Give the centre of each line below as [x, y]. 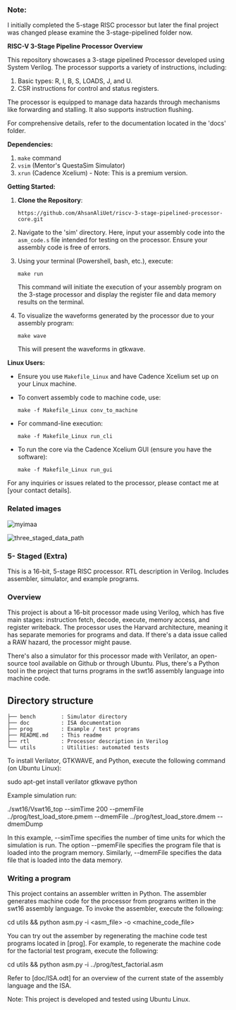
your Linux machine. [47, 384]
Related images [35, 509]
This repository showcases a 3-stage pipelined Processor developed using [116, 60]
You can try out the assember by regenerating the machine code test [107, 936]
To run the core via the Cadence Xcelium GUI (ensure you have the [114, 449]
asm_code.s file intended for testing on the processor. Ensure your [112, 240]
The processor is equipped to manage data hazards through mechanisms [114, 102]
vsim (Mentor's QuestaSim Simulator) [71, 166]
